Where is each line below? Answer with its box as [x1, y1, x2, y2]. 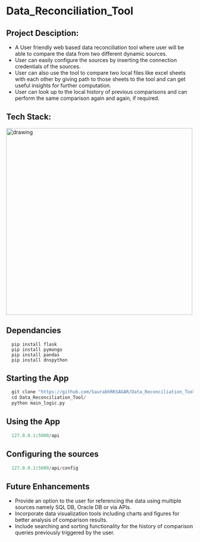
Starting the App [6, 373, 69, 384]
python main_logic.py [11, 400, 65, 406]
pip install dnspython [11, 357, 68, 363]
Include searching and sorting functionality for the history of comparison [14, 523, 193, 530]
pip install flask [11, 341, 58, 347]
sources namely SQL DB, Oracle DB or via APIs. [14, 504, 132, 511]
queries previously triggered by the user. [14, 529, 115, 536]
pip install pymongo [11, 347, 62, 353]
